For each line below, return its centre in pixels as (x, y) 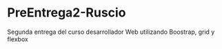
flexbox (18, 39)
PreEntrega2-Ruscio (67, 13)
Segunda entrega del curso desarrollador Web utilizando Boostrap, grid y (111, 32)
